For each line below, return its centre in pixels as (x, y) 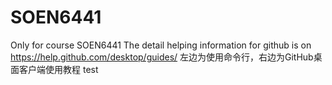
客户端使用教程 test (58, 69)
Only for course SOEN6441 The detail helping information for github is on (161, 45)
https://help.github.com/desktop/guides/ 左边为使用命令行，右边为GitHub (162, 57)
